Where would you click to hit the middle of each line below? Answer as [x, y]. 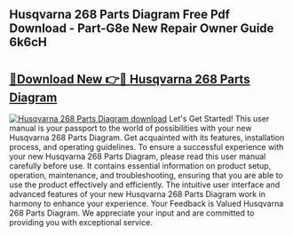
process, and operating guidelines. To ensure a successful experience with [146, 147]
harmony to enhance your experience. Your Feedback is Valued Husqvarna [146, 204]
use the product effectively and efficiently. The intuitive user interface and [145, 185]
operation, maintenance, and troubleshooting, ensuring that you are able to [146, 175]
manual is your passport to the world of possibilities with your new [131, 128]
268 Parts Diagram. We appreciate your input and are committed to [132, 213]
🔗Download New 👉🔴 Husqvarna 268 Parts [130, 79]
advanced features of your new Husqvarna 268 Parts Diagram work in [138, 194]
